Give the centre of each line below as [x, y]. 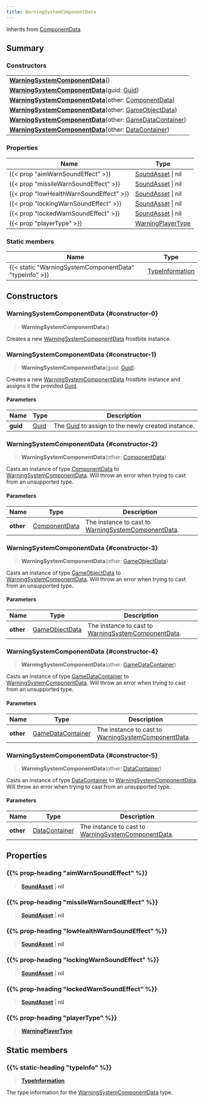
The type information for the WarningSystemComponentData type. [90, 1092]
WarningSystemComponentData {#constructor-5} [82, 755]
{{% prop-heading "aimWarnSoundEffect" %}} [77, 873]
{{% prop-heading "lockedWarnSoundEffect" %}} [82, 989]
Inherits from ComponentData [43, 29]
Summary [25, 48]
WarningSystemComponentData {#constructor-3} [82, 548]
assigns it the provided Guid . [42, 385]
